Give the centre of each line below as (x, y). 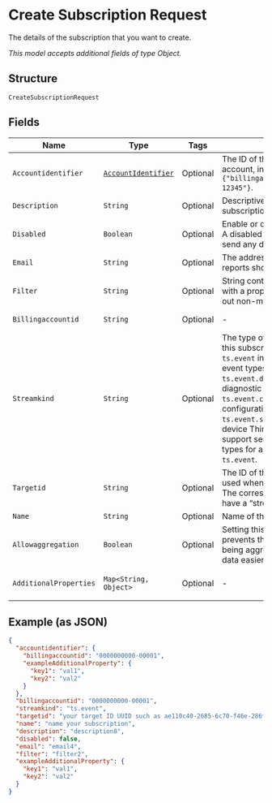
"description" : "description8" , (70, 731)
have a (234, 503)
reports (236, 267)
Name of (238, 516)
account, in (243, 169)
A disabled (242, 234)
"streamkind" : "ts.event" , (61, 709)
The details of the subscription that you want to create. (100, 37)
